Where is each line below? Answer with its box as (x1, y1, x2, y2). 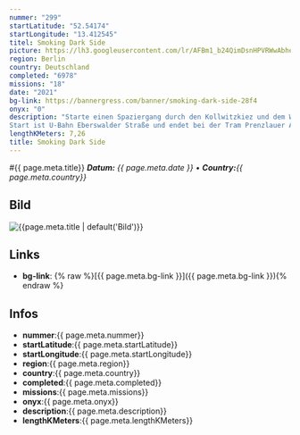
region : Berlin (9, 54, 66, 63)
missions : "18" (9, 79, 66, 88)
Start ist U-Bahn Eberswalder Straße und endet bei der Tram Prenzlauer (9, 121, 286, 130)
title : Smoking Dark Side (9, 138, 105, 146)
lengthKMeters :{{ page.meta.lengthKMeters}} (21, 415, 194, 426)
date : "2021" (9, 88, 58, 96)
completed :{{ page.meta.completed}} (21, 377, 162, 389)
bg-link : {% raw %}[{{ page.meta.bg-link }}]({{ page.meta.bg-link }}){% (21, 271, 287, 281)
